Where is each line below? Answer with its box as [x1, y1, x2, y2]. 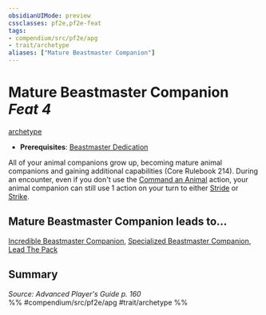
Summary [8, 268, 58, 281]
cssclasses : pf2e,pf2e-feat [8, 19, 102, 27]
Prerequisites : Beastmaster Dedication [19, 142, 149, 152]
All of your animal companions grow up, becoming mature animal [8, 157, 222, 167]
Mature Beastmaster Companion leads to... [8, 215, 228, 229]
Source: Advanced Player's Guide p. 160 [8, 289, 141, 298]
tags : [8, 26, 26, 34]
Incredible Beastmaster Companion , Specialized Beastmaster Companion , [8, 236, 252, 245]
